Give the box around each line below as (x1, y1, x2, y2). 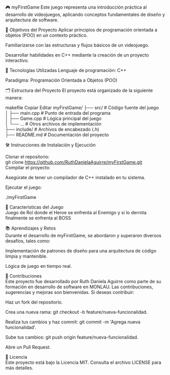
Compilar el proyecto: (5, 165, 51, 170)
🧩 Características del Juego (5, 204, 64, 210)
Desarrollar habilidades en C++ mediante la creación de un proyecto (5, 52, 149, 58)
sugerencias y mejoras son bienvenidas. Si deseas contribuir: (5, 289, 134, 295)
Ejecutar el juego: (5, 184, 42, 190)
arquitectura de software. (5, 17, 59, 23)
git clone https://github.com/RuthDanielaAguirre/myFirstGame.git (5, 159, 142, 165)
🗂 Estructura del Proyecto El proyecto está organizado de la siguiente (5, 87, 153, 93)
